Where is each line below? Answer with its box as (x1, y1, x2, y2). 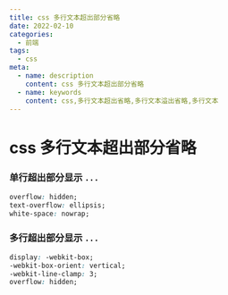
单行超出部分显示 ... (9, 172, 99, 184)
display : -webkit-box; (9, 252, 94, 262)
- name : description (17, 72, 94, 80)
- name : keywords (17, 88, 82, 97)
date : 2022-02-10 (9, 21, 74, 30)
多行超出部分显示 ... (9, 232, 99, 244)
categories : (9, 29, 54, 38)
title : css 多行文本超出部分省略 (9, 13, 121, 22)
